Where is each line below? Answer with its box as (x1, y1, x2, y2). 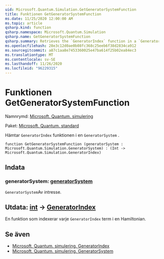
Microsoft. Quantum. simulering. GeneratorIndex (12, 243, 110, 249)
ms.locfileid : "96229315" (5, 66, 58, 71)
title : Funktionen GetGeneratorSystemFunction (5, 12, 102, 17)
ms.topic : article (5, 20, 42, 26)
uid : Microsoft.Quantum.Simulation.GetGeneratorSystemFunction (5, 7, 137, 12)
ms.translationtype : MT (5, 52, 54, 57)
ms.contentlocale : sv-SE (5, 57, 56, 62)
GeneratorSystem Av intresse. (5, 189, 62, 195)
